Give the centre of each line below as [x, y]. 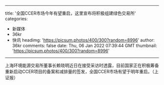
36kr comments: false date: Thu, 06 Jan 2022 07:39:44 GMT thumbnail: [84, 45]
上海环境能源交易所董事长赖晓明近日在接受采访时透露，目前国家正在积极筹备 [82, 65]
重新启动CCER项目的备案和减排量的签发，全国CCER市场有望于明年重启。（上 [82, 72]
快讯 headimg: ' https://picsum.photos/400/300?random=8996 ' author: [83, 40]
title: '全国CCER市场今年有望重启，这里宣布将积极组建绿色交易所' [71, 13]
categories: [16, 19]
